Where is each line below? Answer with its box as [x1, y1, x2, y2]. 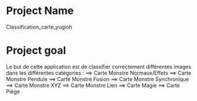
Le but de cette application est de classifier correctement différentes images [6, 63, 192, 70]
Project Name [6, 4, 74, 18]
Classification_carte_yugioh [6, 23, 72, 30]
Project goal [6, 44, 66, 57]
